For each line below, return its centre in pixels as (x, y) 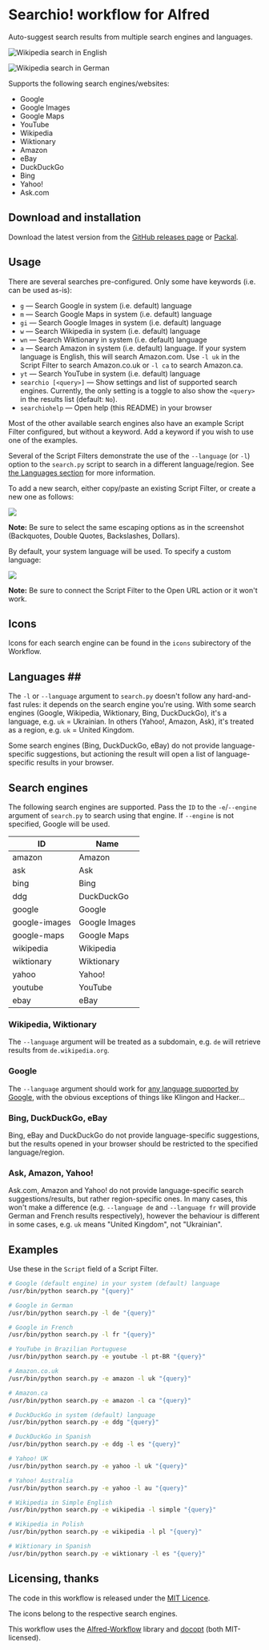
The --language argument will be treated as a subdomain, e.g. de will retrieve (134, 1042)
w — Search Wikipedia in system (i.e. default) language (110, 331)
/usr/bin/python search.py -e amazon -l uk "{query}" (100, 1379)
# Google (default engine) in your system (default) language (114, 1283)
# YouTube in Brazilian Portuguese (68, 1349)
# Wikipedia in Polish (46, 1524)
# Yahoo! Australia (41, 1480)
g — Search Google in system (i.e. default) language (106, 305)
